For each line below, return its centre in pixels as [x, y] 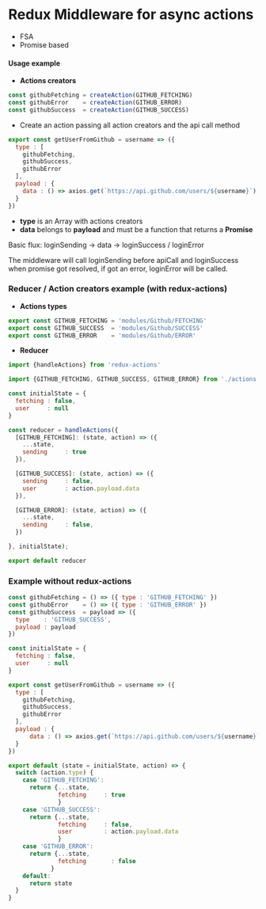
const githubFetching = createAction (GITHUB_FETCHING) [101, 95]
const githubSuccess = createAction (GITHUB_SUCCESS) [99, 110]
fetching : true [92, 795]
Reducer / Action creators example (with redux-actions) [118, 289]
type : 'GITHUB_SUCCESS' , [63, 619]
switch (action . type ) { [54, 773]
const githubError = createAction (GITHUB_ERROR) [95, 103]
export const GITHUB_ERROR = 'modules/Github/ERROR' [102, 335]
